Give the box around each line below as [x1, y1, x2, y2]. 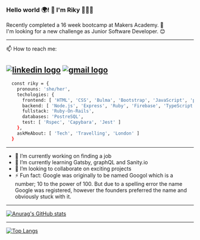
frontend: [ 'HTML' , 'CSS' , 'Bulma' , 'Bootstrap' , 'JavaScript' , [21, 97, 187, 103]
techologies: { [17, 92, 55, 98]
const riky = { [11, 80, 49, 87]
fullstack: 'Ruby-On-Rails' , [21, 108, 95, 114]
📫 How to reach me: [6, 45, 57, 52]
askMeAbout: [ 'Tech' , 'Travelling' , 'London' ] [17, 130, 140, 136]
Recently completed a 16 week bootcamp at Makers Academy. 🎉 [6, 21, 164, 29]
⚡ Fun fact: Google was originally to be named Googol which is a [14, 172, 174, 179]
